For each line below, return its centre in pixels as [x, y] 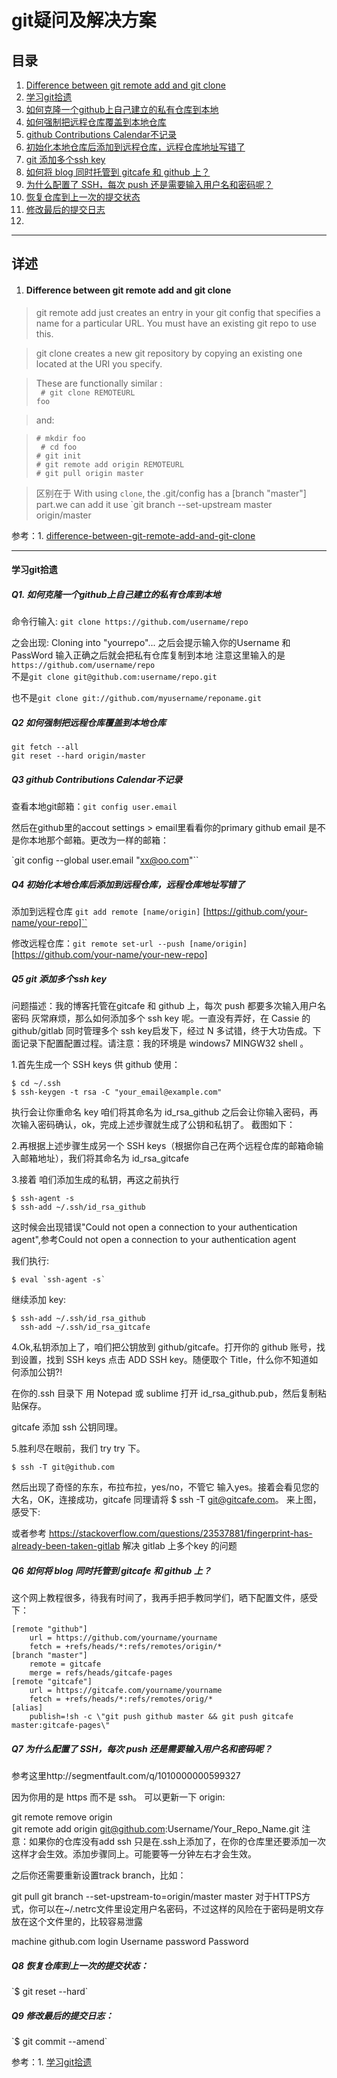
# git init [58, 456]
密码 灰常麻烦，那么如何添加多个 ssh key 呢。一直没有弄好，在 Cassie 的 [161, 1018]
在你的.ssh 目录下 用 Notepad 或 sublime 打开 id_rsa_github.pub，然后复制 [164, 1393]
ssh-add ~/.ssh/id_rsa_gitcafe [85, 1327]
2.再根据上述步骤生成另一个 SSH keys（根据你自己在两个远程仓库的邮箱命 [163, 1146]
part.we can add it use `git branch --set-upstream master [154, 504]
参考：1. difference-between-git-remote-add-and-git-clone [133, 535]
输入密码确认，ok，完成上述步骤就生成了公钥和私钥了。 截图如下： [157, 1125]
